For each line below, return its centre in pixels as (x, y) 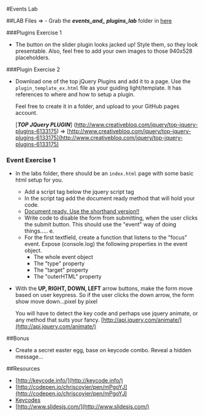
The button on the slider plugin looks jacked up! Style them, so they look (106, 44)
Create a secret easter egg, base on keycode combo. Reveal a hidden (103, 350)
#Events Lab (22, 9)
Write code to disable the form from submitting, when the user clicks (111, 218)
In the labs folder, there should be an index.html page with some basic (104, 174)
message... (29, 357)
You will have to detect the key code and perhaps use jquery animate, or (107, 314)
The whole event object (63, 257)
